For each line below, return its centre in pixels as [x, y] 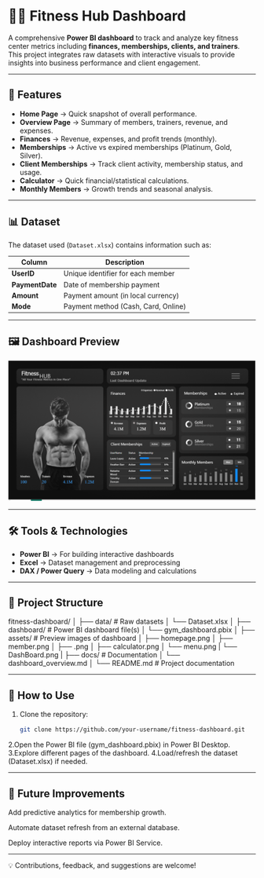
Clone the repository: [54, 715]
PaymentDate [34, 284]
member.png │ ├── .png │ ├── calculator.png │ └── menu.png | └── [123, 646]
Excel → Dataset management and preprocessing [100, 562]
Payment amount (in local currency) [121, 295]
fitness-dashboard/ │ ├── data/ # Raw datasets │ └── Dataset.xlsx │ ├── [130, 622]
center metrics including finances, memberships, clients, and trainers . [124, 46]
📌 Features [35, 95]
